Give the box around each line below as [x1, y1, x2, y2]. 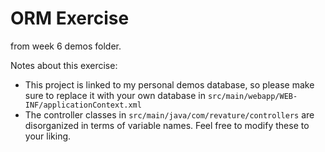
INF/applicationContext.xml [24, 100, 142, 110]
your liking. [24, 130, 72, 142]
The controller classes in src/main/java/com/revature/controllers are [24, 108, 315, 121]
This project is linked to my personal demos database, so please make [24, 78, 315, 91]
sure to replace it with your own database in [24, 89, 206, 101]
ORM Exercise [10, 7, 130, 30]
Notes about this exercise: [10, 59, 118, 71]
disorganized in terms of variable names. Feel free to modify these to [24, 119, 310, 131]
